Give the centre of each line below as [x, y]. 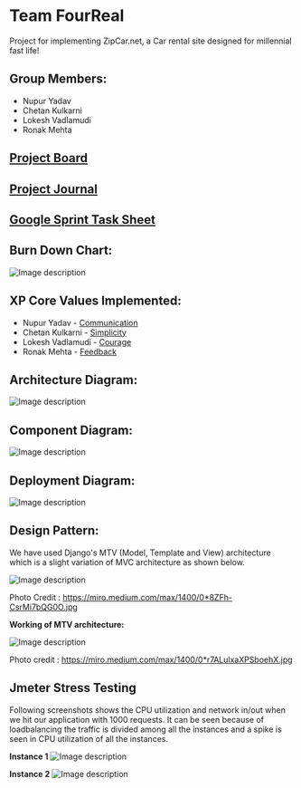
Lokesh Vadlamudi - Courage [77, 341]
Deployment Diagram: [72, 480]
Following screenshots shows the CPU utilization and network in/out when [148, 710]
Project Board [49, 158]
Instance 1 [29, 756]
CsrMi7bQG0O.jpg [44, 607]
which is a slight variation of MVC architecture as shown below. [127, 562]
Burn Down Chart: [61, 250]
